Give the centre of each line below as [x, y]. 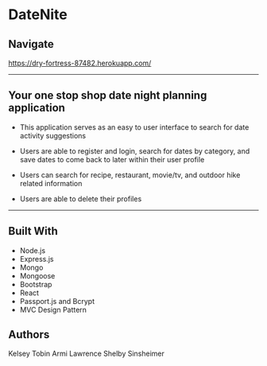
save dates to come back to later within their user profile [112, 159]
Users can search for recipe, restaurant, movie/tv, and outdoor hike [130, 175]
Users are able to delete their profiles [81, 199]
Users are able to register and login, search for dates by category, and [135, 151]
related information [51, 183]
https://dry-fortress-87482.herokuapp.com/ [80, 63]
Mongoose [37, 275]
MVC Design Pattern [53, 310]
